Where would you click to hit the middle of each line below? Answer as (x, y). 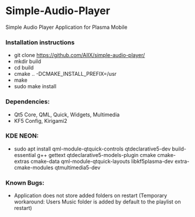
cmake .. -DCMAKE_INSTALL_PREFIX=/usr (65, 74)
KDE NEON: (22, 136)
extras (22, 161)
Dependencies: (28, 102)
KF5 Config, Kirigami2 (41, 121)
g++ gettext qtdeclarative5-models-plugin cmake (97, 155)
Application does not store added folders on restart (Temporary (90, 196)
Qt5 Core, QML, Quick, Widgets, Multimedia (67, 114)
